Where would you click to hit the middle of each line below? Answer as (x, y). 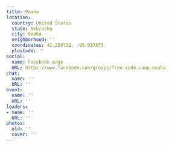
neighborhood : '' (33, 40)
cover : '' (24, 135)
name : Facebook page (37, 62)
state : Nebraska (32, 28)
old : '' (21, 129)
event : (14, 90)
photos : (16, 124)
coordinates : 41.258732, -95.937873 (58, 46)
